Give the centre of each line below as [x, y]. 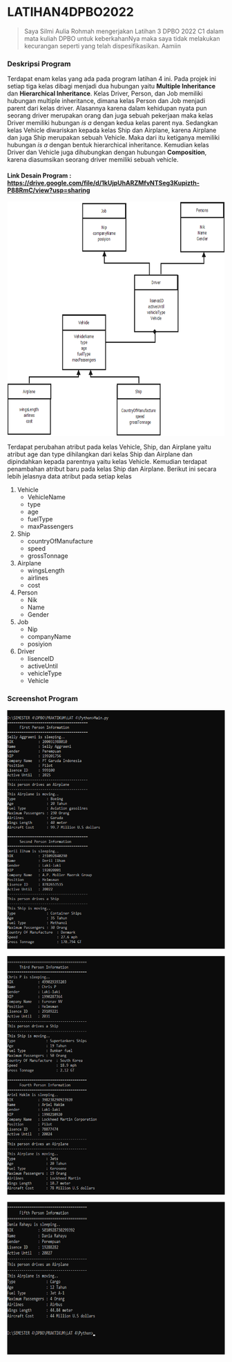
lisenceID [41, 659]
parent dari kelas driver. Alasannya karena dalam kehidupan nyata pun [107, 109]
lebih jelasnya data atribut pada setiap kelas [70, 476]
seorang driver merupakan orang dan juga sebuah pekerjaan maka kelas [110, 115]
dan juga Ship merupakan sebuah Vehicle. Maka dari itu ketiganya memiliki [113, 138]
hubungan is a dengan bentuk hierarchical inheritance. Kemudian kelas [108, 145]
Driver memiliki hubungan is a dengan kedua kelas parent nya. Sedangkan [113, 123]
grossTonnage [48, 556]
